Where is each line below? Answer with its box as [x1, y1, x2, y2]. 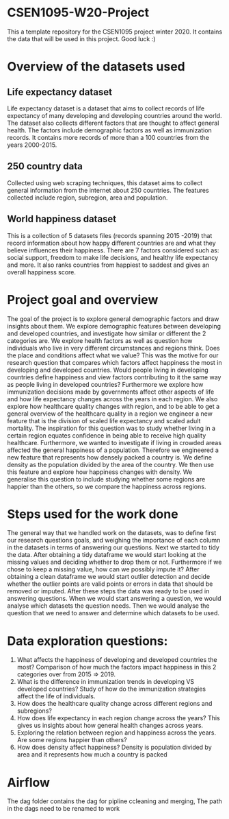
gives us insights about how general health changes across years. [16, 722, 204, 730]
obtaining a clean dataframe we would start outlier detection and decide [7, 573, 211, 581]
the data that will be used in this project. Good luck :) [7, 34, 156, 43]
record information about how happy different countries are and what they [7, 239, 217, 247]
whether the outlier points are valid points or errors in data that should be [7, 580, 213, 588]
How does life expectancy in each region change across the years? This [16, 714, 220, 722]
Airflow [7, 774, 50, 790]
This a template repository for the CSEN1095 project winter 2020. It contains [7, 27, 223, 36]
